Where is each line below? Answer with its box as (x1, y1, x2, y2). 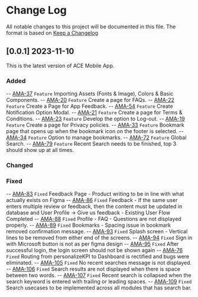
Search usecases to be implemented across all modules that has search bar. (6, 284, 192, 292)
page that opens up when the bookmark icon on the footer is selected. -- (6, 128, 184, 135)
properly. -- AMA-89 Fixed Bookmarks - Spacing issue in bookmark (6, 222, 171, 229)
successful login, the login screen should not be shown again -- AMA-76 (6, 247, 183, 254)
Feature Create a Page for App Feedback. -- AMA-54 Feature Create (6, 103, 173, 110)
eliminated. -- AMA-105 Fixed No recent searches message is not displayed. (6, 259, 192, 266)
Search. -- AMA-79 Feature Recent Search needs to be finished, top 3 (6, 140, 177, 147)
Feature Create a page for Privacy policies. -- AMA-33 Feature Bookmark (6, 121, 184, 128)
